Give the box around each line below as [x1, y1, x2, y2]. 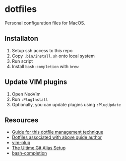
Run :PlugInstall [11, 96, 48, 102]
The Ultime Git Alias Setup [11, 145, 66, 151]
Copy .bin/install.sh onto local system [11, 53, 95, 59]
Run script [11, 58, 33, 64]
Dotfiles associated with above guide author [11, 134, 102, 140]
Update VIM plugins [4, 78, 67, 86]
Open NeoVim [11, 91, 41, 97]
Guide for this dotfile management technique [11, 129, 104, 135]
